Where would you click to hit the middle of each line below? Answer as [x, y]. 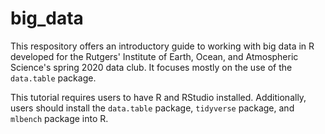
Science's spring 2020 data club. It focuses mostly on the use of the [151, 67]
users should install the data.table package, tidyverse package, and [152, 108]
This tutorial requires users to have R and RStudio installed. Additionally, [158, 97]
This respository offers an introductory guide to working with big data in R [162, 46]
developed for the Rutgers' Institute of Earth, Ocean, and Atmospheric [154, 56]
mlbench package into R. [59, 118]
